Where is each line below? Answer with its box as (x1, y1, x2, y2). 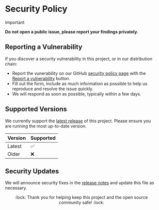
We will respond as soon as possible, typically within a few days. (12, 91, 142, 97)
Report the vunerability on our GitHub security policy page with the (12, 70, 146, 76)
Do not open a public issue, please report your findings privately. (5, 29, 139, 34)
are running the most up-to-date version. (5, 123, 87, 129)
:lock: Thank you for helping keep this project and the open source (15, 194, 148, 200)
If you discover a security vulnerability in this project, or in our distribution (5, 56, 153, 62)
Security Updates (5, 167, 59, 175)
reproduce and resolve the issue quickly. (12, 86, 94, 92)
